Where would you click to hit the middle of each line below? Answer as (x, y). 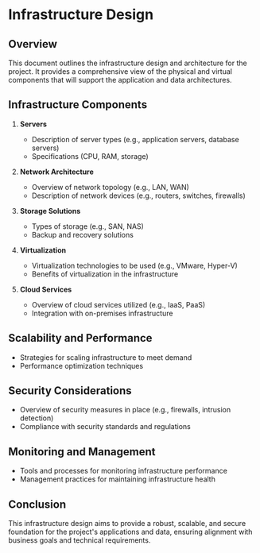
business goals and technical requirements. (80, 540)
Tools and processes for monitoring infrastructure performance (124, 471)
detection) (37, 418)
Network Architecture (56, 172)
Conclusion (37, 504)
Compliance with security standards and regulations (105, 427)
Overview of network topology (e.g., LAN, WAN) (110, 187)
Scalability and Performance (80, 338)
